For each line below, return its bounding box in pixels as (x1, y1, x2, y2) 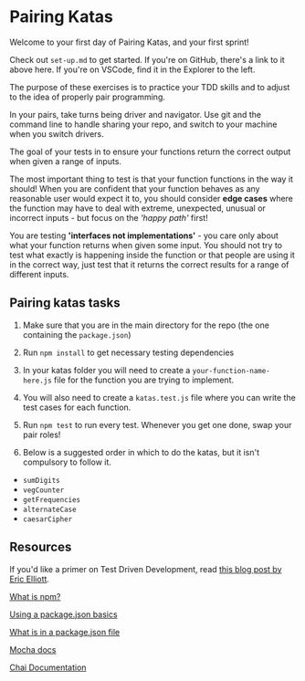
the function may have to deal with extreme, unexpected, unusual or (9, 203, 267, 214)
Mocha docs (9, 644, 57, 655)
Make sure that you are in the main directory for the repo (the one (22, 320, 269, 330)
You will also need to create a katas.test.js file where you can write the (22, 392, 297, 403)
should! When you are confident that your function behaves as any (9, 183, 260, 194)
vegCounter (22, 486, 65, 495)
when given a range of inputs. (9, 155, 121, 166)
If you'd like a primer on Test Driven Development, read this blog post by (9, 563, 282, 574)
